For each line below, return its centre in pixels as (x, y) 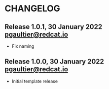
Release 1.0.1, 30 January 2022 (54, 27)
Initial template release (35, 81)
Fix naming (23, 46)
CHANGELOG (32, 9)
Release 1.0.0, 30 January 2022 (54, 62)
